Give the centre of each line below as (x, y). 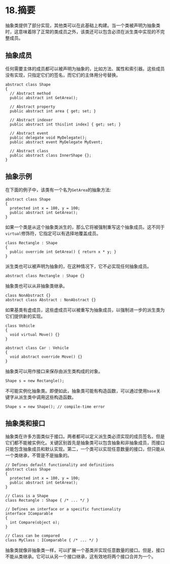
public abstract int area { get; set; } (53, 111)
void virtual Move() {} (35, 334)
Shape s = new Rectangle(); (35, 381)
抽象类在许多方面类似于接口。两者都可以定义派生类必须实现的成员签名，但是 (85, 437)
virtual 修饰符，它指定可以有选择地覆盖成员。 (53, 233)
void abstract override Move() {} (46, 357)
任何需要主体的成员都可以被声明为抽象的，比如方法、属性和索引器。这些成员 (85, 68)
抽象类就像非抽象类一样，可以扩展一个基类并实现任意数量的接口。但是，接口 (85, 550)
